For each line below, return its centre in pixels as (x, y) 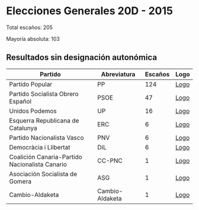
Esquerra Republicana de (44, 120)
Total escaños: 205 (30, 27)
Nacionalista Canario (38, 164)
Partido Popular (31, 84)
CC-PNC (110, 160)
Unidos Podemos (33, 111)
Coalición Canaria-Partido (46, 157)
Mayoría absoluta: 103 (33, 39)
